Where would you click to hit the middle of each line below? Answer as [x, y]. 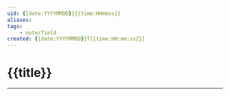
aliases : [20, 20]
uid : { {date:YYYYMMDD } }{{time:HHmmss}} [64, 13]
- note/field [38, 33]
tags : [15, 26]
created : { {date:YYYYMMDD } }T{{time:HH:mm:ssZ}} [76, 39]
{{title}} [30, 73]
